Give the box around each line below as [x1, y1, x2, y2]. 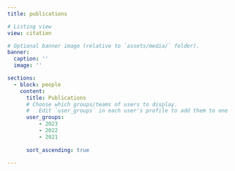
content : [20, 87, 46, 95]
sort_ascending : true [25, 146, 90, 153]
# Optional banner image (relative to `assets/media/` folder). [7, 42, 200, 49]
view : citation [7, 30, 52, 37]
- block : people [13, 81, 61, 88]
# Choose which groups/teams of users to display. [25, 101, 178, 108]
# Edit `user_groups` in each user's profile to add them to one [25, 107, 229, 115]
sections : [7, 75, 37, 82]
